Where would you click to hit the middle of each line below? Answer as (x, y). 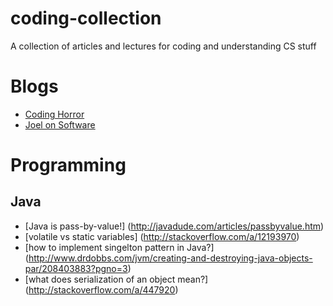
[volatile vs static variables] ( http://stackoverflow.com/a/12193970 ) (162, 236)
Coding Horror (54, 114)
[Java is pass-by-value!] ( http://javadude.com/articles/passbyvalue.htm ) (174, 226)
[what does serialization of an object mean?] (116, 279)
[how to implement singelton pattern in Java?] (119, 247)
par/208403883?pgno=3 (76, 268)
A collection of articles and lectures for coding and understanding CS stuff (163, 46)
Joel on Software (60, 124)
